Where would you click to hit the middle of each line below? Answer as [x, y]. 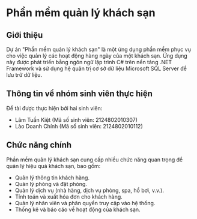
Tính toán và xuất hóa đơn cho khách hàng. [69, 196]
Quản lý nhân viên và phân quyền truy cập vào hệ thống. [85, 203]
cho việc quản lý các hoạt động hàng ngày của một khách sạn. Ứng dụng [97, 56]
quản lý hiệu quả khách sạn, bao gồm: [53, 166]
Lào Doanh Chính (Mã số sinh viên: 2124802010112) [79, 126]
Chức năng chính [39, 145]
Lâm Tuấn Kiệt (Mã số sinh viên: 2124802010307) [76, 119]
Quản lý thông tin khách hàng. [52, 178]
